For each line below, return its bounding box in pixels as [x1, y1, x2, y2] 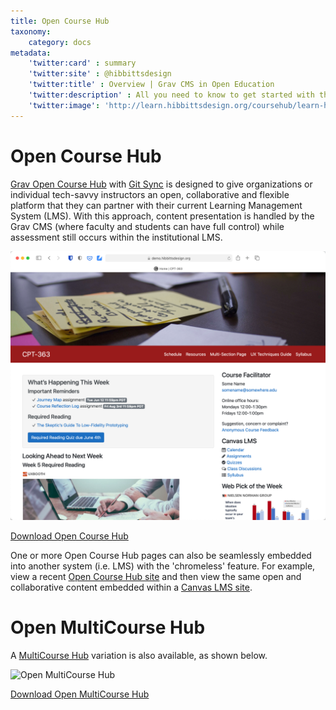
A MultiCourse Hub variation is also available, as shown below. [10, 649, 268, 661]
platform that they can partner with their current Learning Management [10, 199, 303, 211]
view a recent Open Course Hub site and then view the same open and [10, 570, 302, 582]
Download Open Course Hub [10, 530, 129, 542]
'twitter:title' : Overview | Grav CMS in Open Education [28, 80, 275, 90]
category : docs [28, 37, 92, 47]
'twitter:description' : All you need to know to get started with [28, 90, 315, 100]
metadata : [10, 48, 52, 58]
